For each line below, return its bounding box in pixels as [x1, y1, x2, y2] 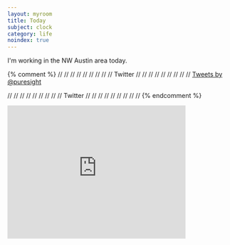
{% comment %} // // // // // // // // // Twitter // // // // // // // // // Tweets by [7, 70, 223, 79]
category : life [7, 30, 53, 38]
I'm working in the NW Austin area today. [7, 56, 127, 65]
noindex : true [7, 37, 50, 44]
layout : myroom [7, 10, 53, 18]
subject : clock [7, 23, 53, 31]
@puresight [7, 77, 41, 86]
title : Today [7, 17, 46, 24]
